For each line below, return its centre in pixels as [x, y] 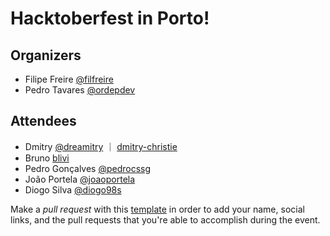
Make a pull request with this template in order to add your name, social [157, 209]
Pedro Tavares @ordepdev [80, 90]
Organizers [46, 55]
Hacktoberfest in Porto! [110, 18]
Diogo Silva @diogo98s [73, 189]
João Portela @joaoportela [80, 179]
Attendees [43, 121]
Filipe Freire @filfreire [69, 79]
